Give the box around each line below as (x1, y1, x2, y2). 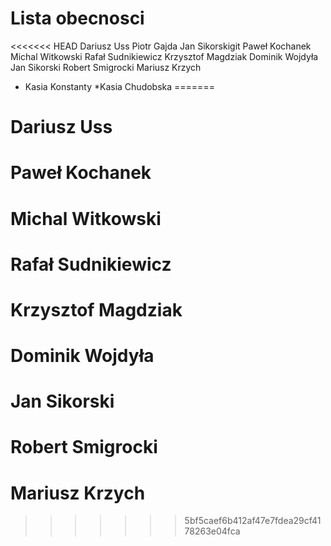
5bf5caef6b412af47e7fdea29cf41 (184, 515, 322, 527)
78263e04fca (184, 525, 241, 537)
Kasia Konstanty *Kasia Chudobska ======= (24, 80, 215, 92)
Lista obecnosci (10, 7, 145, 30)
